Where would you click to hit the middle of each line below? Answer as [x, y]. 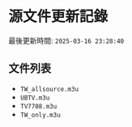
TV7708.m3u [38, 106]
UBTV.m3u [35, 98]
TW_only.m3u [40, 115]
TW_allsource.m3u [49, 89]
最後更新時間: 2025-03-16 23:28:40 [66, 40]
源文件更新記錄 [58, 17]
